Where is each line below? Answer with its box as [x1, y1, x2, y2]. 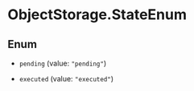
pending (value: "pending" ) [19, 58, 106, 68]
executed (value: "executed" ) [19, 74, 114, 83]
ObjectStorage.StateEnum [7, 6, 187, 24]
